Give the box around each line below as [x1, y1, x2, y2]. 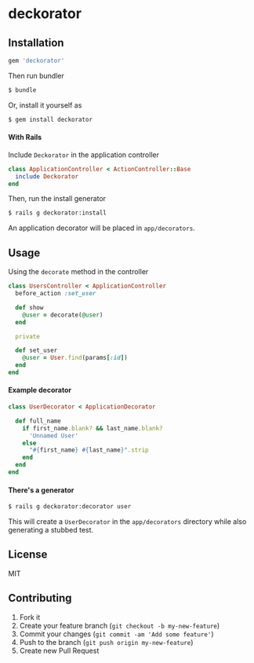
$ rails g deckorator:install [8, 209, 107, 217]
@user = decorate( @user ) [22, 311, 103, 319]
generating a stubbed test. [8, 526, 94, 535]
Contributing [8, 592, 72, 605]
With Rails [8, 133, 42, 142]
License [8, 548, 48, 562]
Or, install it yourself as [8, 100, 82, 110]
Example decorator [8, 386, 72, 395]
